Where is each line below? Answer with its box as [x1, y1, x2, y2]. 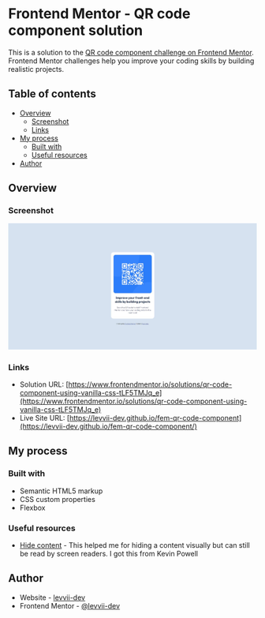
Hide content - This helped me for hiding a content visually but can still [19, 540, 250, 549]
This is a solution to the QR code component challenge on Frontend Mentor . [8, 47, 254, 57]
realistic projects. [8, 64, 65, 73]
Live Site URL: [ [19, 413, 70, 422]
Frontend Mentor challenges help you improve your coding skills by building [8, 56, 255, 66]
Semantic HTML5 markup [19, 486, 103, 496]
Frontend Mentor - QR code [8, 5, 191, 23]
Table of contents [8, 88, 96, 101]
